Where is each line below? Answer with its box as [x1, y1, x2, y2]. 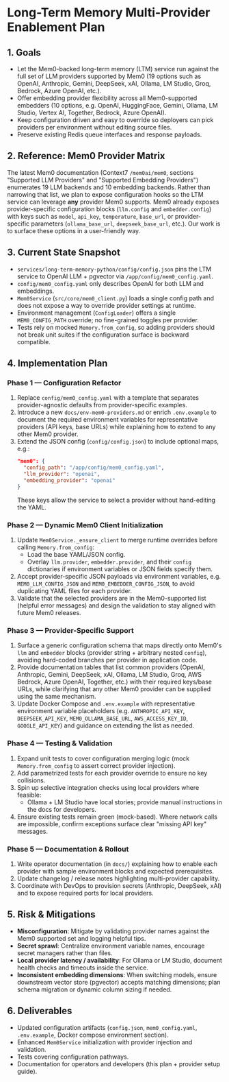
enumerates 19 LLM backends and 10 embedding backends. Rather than [7, 183, 211, 191]
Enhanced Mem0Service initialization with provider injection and [16, 1037, 193, 1046]
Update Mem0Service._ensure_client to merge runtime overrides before [16, 536, 218, 544]
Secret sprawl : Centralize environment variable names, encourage [16, 941, 205, 950]
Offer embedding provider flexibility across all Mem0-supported [16, 94, 198, 102]
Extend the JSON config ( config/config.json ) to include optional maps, [16, 437, 219, 446]
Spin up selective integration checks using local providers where [16, 783, 200, 791]
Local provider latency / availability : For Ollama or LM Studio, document [16, 956, 222, 964]
